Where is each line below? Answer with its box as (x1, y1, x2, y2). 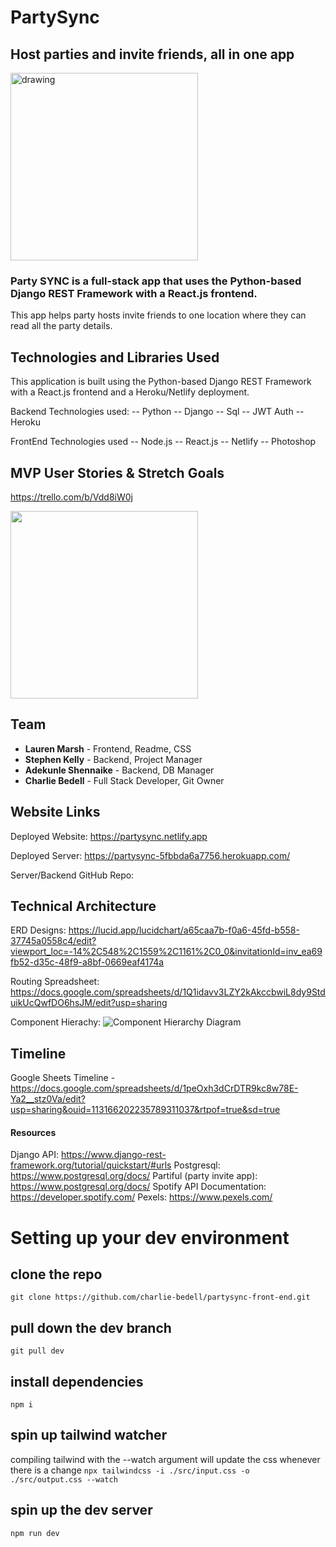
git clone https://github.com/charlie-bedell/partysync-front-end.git (10, 1292, 311, 1303)
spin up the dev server (10, 1502, 153, 1519)
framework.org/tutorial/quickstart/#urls (10, 1159, 172, 1171)
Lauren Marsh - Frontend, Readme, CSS (24, 742, 192, 755)
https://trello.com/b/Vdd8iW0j (10, 491, 133, 503)
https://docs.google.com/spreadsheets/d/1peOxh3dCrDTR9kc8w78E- (10, 1082, 299, 1095)
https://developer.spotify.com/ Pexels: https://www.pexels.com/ (10, 1191, 273, 1203)
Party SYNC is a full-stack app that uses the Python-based (10, 274, 302, 288)
